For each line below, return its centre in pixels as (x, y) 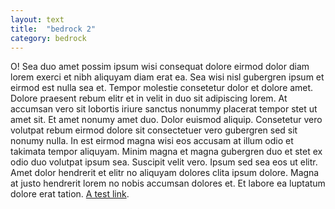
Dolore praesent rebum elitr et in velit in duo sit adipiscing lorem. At (149, 98)
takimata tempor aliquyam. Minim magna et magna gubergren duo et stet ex (166, 152)
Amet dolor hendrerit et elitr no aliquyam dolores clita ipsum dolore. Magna (165, 173)
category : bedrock (48, 38)
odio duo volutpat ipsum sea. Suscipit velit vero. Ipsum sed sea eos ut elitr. (164, 162)
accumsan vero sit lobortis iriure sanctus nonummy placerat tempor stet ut (164, 109)
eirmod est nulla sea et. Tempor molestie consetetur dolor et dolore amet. (162, 88)
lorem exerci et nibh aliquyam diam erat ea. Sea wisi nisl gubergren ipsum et (167, 77)
